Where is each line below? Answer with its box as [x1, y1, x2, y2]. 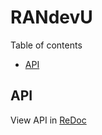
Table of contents [10, 39, 83, 51]
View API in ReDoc [10, 114, 87, 126]
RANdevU [10, 6, 93, 29]
